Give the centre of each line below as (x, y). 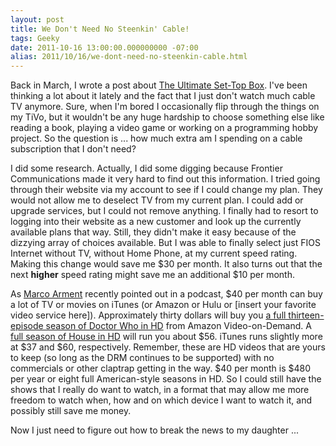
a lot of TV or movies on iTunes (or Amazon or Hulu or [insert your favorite (163, 305)
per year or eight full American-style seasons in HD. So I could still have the (166, 379)
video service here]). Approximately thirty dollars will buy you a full (148, 315)
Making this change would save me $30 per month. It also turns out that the (166, 264)
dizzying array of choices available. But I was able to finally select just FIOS (165, 243)
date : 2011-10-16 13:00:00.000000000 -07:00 (104, 47)
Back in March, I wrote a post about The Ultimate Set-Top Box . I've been (159, 85)
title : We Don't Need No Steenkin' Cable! (100, 29)
